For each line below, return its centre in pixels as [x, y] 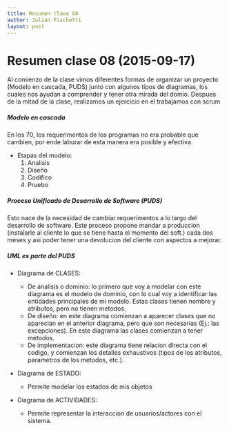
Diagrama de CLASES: [49, 273]
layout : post [26, 26]
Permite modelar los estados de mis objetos [90, 387]
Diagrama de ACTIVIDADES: [57, 400]
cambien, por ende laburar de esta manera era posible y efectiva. [100, 142]
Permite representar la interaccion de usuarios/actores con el [114, 413]
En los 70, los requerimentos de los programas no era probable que [103, 135]
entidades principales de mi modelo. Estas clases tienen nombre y [121, 302]
